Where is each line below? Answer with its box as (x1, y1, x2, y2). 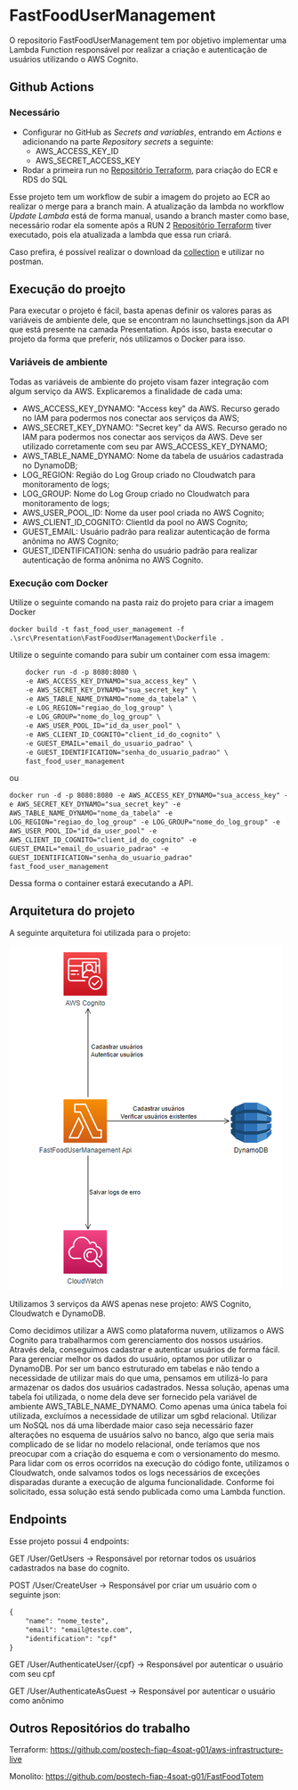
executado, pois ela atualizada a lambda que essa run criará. (9, 229, 231, 240)
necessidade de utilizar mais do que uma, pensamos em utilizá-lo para (9, 1372, 269, 1383)
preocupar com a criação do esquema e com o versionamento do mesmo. (9, 1448, 281, 1458)
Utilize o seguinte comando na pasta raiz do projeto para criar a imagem (9, 597, 274, 608)
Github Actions (9, 79, 95, 94)
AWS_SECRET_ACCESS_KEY (35, 155, 141, 166)
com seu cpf (9, 1668, 56, 1679)
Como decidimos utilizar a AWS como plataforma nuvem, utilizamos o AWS (9, 1325, 285, 1335)
